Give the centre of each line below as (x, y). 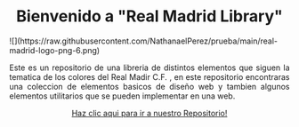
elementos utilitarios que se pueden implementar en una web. (122, 96)
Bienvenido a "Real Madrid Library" (149, 16)
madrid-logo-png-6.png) (55, 50)
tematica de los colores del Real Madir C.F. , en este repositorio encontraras (149, 76)
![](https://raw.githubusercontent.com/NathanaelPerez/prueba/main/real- (144, 41)
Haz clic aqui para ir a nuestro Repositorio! (149, 113)
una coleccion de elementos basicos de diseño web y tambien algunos (149, 86)
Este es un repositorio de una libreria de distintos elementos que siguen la (149, 67)
